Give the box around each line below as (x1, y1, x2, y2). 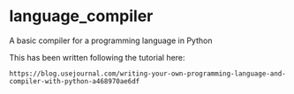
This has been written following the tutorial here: (9, 52, 185, 62)
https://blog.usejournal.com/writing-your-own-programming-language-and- (9, 69, 287, 78)
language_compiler (9, 6, 154, 26)
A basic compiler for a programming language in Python (9, 35, 213, 46)
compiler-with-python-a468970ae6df (9, 76, 140, 85)
